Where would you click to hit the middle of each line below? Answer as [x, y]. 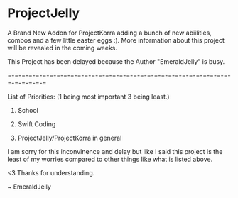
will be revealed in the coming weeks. [63, 48]
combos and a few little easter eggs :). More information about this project [116, 40]
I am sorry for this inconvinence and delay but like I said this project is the [115, 151]
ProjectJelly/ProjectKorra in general [70, 138]
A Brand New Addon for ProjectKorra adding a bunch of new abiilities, [109, 33]
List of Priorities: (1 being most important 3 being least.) [88, 97]
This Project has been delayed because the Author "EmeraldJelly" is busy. [116, 61]
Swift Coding [37, 124]
